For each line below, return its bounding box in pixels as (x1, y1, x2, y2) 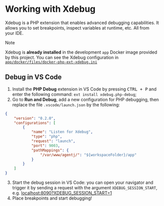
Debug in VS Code (5, 73, 62, 82)
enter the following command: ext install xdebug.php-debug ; (12, 91, 137, 97)
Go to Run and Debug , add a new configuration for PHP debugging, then (12, 96, 159, 102)
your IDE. (5, 30, 23, 36)
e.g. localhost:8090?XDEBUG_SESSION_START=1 (12, 190, 112, 196)
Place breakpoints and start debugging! (12, 195, 92, 201)
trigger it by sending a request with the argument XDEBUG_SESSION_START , (12, 185, 158, 190)
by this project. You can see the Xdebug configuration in (5, 54, 119, 60)
